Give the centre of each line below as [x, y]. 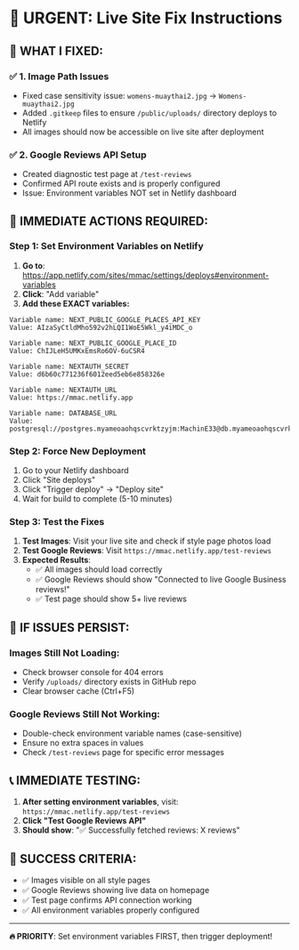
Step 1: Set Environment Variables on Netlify [106, 246]
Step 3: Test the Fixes [57, 522]
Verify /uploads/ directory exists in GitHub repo [109, 682]
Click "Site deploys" [59, 480]
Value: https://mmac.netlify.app [71, 398]
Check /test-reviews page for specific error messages [123, 753]
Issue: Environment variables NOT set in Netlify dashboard [129, 193]
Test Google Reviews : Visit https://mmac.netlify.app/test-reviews [147, 551]
